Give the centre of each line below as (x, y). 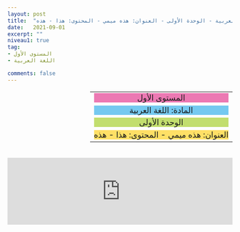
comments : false (31, 73)
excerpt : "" (25, 34)
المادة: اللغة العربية (161, 110)
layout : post (27, 14)
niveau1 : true (29, 41)
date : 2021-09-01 (36, 27)
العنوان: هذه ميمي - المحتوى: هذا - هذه (161, 135)
